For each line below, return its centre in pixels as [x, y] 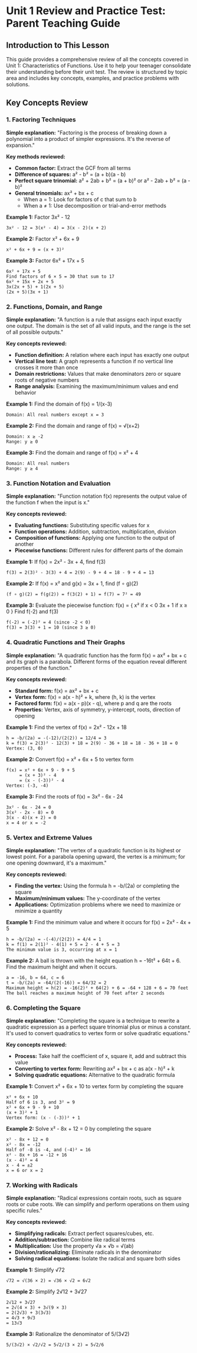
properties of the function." [39, 668]
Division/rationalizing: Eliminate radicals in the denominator [88, 1252]
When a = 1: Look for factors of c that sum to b [80, 199]
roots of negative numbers [47, 380]
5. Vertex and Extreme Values [49, 838]
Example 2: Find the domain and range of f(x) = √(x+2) [73, 425]
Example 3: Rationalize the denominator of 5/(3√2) [68, 1334]
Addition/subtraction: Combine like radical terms [75, 1240]
